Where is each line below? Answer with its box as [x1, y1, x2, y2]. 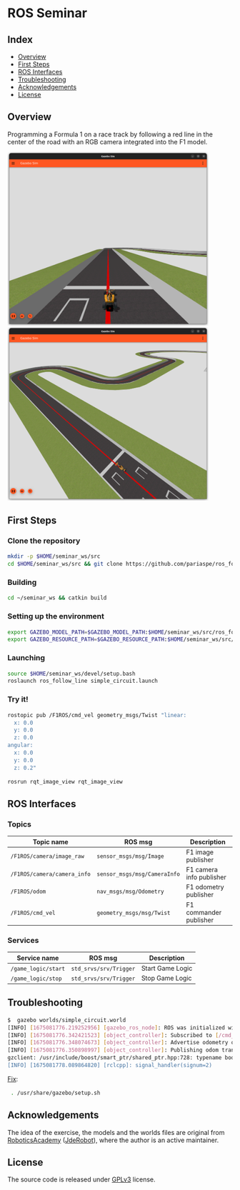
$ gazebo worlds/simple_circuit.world [7, 1016, 126, 1024]
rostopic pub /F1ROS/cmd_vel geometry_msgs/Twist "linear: [7, 711, 187, 719]
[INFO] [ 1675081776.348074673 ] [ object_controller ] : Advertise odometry [7, 1039, 229, 1046]
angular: [7, 741, 34, 749]
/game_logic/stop [10, 975, 62, 983]
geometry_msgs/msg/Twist [96, 909, 171, 916]
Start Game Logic [141, 964, 193, 973]
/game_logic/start [10, 966, 66, 973]
